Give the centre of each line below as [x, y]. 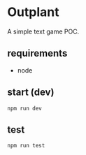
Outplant [33, 12]
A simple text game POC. [43, 31]
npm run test [26, 146]
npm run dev [24, 108]
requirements [37, 53]
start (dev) [31, 93]
